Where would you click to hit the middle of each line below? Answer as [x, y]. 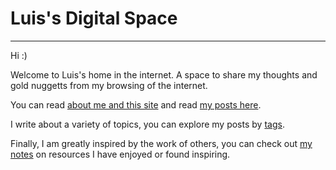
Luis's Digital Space [94, 18]
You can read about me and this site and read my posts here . [136, 104]
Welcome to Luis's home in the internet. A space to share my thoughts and [164, 74]
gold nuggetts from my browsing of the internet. [109, 85]
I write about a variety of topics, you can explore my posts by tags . [147, 124]
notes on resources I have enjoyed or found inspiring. [120, 154]
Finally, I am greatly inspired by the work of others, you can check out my [161, 143]
